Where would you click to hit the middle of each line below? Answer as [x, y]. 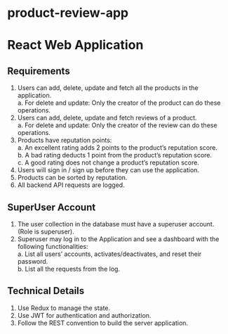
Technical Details [46, 291]
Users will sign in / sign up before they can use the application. [108, 170]
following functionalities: [53, 246]
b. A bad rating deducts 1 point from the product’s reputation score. [115, 155]
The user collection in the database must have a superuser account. [116, 224]
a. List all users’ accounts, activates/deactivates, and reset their [109, 254]
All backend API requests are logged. [71, 185]
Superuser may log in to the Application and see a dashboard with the [118, 239]
